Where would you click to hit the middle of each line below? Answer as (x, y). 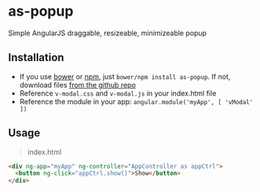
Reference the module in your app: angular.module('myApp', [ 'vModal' (136, 101)
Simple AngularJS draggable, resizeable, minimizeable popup (107, 33)
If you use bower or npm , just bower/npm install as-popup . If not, (125, 76)
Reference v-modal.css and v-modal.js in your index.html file (118, 93)
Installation (36, 58)
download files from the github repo (77, 85)
